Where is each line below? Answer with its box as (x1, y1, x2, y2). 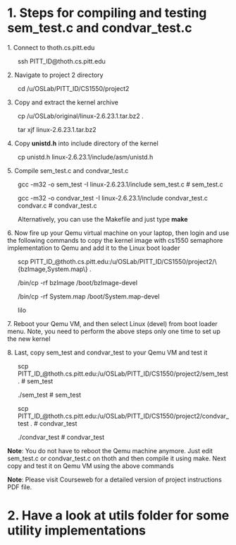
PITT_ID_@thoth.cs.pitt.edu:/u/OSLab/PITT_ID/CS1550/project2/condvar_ (17, 412, 229, 420)
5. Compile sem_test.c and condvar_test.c (7, 166, 129, 174)
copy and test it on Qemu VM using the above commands (7, 461, 174, 470)
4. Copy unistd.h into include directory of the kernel (7, 139, 159, 148)
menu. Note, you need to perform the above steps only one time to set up (7, 327, 221, 335)
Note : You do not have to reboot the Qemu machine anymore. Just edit (7, 446, 213, 455)
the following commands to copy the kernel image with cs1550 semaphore (7, 236, 223, 244)
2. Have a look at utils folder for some (7, 508, 230, 524)
